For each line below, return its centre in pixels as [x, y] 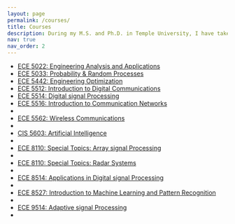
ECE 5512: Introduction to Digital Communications [89, 89]
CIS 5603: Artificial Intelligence [62, 133]
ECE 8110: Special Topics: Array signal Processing [89, 148]
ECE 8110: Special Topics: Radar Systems [77, 163]
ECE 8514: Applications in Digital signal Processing [91, 178]
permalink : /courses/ [39, 20]
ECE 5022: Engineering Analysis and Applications [89, 66]
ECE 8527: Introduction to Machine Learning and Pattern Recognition [117, 192]
